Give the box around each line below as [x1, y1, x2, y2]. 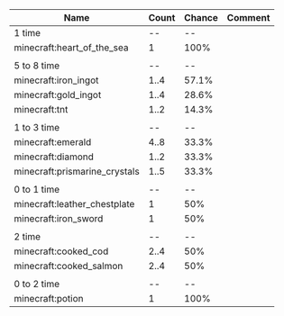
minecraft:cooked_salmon [14, 260, 124, 272]
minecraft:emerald [14, 136, 92, 148]
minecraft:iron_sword [14, 212, 104, 224]
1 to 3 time [14, 122, 60, 133]
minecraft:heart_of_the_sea [14, 41, 129, 53]
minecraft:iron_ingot [14, 74, 99, 86]
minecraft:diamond [14, 150, 95, 163]
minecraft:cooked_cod [14, 245, 109, 257]
